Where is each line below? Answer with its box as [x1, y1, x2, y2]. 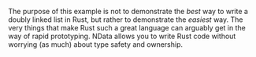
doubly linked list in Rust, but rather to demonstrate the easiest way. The [8, 15, 243, 24]
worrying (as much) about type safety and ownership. [8, 40, 184, 49]
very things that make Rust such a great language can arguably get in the [8, 23, 246, 32]
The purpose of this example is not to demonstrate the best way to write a [8, 7, 248, 16]
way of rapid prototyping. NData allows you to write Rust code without [8, 31, 236, 41]
